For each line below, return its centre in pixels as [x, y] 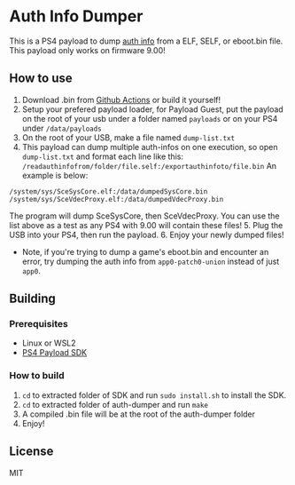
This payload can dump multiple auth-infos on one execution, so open [150, 147]
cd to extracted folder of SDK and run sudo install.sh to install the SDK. [154, 395]
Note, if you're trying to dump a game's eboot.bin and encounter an [145, 251]
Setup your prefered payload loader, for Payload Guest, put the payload [152, 109]
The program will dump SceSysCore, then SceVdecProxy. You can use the [145, 216]
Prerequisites [39, 324]
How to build [37, 376]
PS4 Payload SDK [54, 353]
